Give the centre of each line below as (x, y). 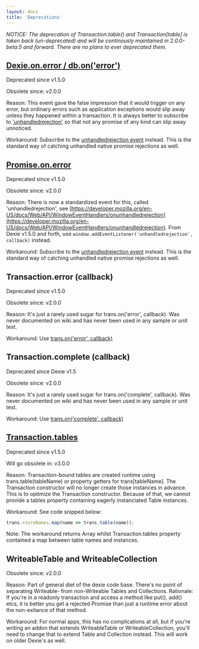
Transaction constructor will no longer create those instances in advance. (96, 487)
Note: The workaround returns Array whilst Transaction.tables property (93, 534)
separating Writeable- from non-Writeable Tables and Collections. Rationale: (100, 591)
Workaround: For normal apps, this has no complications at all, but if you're (98, 622)
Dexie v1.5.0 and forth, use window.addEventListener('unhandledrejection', (99, 234)
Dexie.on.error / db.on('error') (63, 65)
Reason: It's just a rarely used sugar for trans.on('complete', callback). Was (98, 394)
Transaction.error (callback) (60, 277)
